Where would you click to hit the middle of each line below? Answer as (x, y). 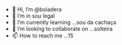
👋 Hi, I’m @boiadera (37, 9)
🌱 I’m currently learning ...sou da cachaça (64, 22)
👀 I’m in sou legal (33, 16)
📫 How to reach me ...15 (43, 36)
